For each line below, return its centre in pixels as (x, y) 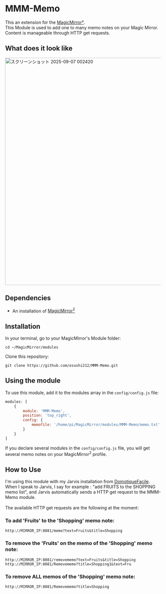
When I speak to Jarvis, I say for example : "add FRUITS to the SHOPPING (80, 487)
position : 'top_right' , (47, 416)
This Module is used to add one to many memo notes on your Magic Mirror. (82, 27)
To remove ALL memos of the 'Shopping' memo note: (70, 576)
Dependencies (28, 298)
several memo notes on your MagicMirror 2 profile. (56, 453)
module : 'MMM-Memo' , (44, 411)
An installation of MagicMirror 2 (43, 310)
